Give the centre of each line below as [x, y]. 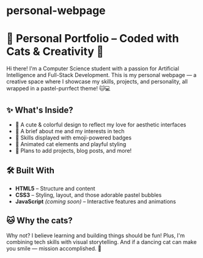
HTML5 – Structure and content [55, 188]
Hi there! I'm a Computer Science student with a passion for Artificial [93, 68]
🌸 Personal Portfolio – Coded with [93, 39]
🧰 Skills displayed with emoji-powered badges [73, 138]
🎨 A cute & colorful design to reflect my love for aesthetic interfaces [101, 124]
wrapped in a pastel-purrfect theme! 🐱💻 [58, 89]
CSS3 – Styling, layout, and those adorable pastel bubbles [88, 195]
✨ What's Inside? [40, 110]
